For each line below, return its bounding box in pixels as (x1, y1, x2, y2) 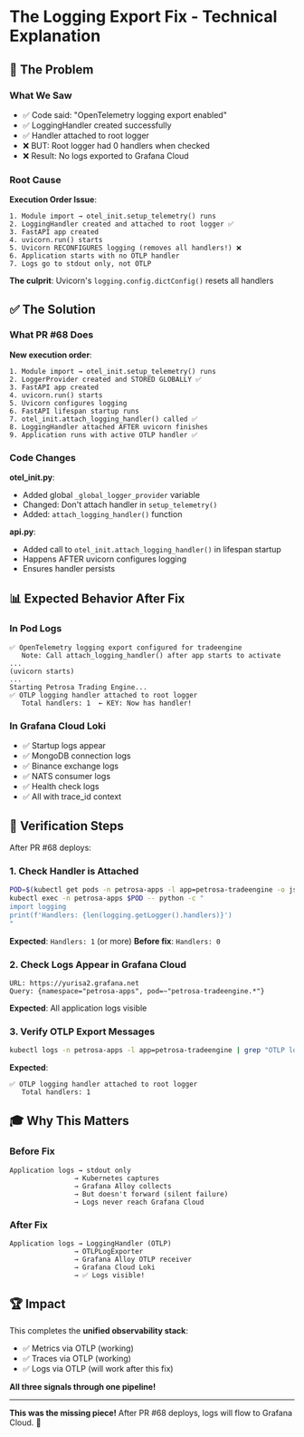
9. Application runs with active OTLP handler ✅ (9, 430, 198, 439)
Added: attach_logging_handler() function (22, 509, 183, 520)
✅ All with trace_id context (22, 791, 122, 802)
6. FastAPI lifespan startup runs (9, 406, 140, 415)
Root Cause (9, 173, 62, 186)
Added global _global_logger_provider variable (22, 490, 201, 501)
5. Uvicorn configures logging (9, 398, 128, 407)
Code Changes (9, 451, 77, 464)
